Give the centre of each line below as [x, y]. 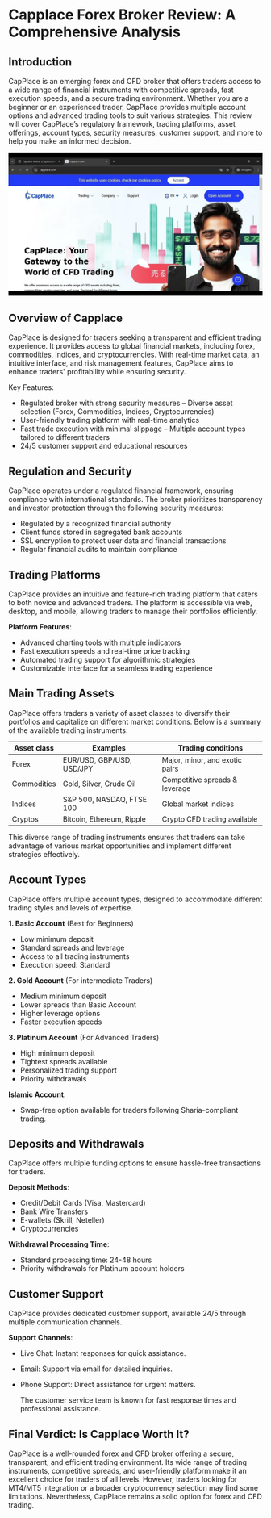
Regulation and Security [70, 471]
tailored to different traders [65, 437]
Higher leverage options [60, 1013]
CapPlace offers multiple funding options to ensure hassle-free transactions [134, 1163]
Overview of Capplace [66, 318]
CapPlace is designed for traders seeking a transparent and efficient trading [135, 337]
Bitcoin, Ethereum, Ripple [105, 819]
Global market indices [198, 804]
